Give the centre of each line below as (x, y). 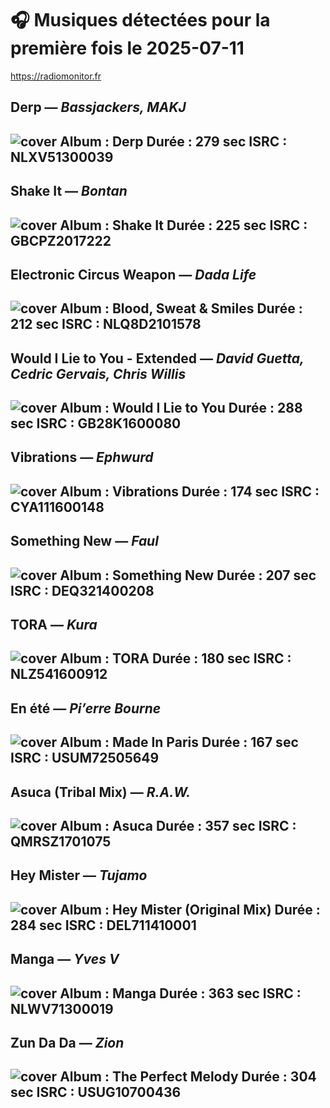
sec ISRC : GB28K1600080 (96, 423)
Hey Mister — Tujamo (79, 875)
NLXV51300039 (62, 157)
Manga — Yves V (65, 959)
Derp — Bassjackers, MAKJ (98, 107)
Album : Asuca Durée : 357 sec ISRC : (178, 825)
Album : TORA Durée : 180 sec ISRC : (175, 658)
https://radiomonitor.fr (56, 76)
